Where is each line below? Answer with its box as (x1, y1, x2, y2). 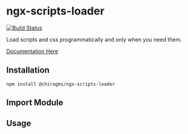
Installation (6, 65, 50, 75)
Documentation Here (6, 47, 59, 55)
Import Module (6, 98, 64, 108)
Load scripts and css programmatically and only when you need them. (6, 36, 182, 43)
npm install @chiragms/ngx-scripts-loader (6, 81, 115, 87)
